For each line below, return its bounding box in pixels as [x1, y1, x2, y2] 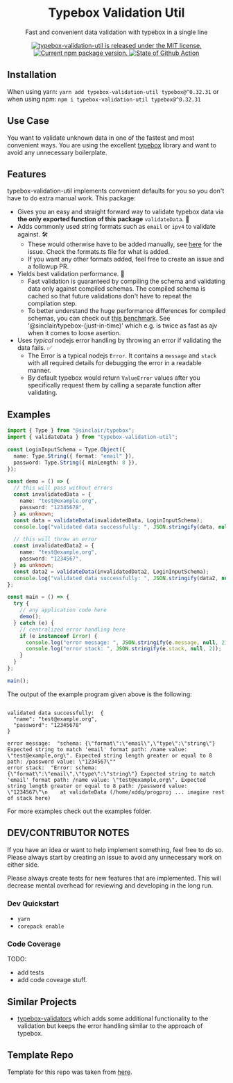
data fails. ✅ [17, 344, 53, 352]
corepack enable [17, 923, 64, 930]
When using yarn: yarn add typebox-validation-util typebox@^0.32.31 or [7, 87, 220, 95]
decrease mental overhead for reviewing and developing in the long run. [7, 881, 214, 890]
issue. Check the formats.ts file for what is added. [27, 248, 170, 256]
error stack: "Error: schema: [7, 764, 98, 771]
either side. [7, 860, 40, 869]
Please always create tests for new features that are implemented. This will [7, 874, 221, 882]
